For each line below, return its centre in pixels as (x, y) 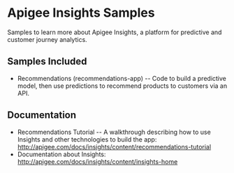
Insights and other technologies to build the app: (87, 139)
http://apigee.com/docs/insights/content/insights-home (97, 161)
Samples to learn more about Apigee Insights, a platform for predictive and (115, 32)
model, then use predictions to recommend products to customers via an (122, 86)
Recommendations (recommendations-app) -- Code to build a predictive (122, 78)
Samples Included (47, 62)
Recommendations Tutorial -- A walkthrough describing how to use (114, 132)
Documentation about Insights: (61, 154)
